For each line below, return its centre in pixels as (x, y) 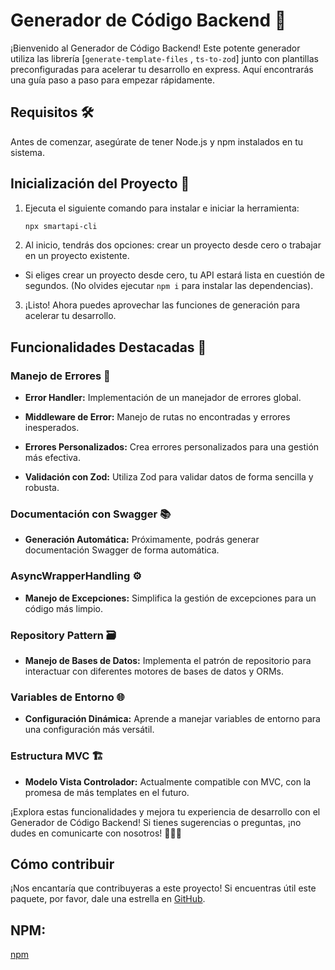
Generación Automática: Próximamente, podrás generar (142, 540)
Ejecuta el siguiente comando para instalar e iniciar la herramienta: (162, 208)
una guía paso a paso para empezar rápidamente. (113, 80)
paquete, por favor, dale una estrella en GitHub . (108, 899)
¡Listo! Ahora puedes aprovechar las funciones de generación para (162, 305)
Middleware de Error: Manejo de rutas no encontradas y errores (157, 417)
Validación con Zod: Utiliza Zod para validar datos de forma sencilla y (169, 477)
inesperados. (52, 428)
